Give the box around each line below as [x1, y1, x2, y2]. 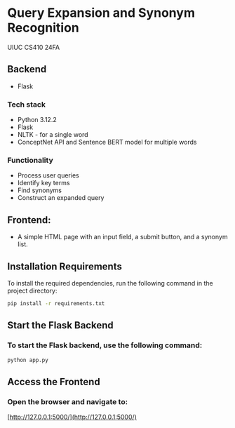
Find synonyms [17, 186, 62, 194]
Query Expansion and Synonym [7, 5, 195, 21]
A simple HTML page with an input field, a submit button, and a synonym [17, 233, 228, 241]
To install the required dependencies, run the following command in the [7, 279, 213, 287]
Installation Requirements [7, 260, 123, 272]
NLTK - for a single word [17, 131, 89, 139]
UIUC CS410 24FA [7, 43, 60, 51]
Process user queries [17, 171, 79, 180]
